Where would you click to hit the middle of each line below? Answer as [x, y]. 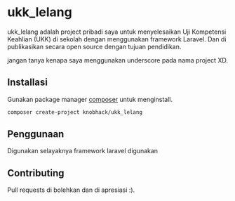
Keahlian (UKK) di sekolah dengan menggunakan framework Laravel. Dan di [117, 39]
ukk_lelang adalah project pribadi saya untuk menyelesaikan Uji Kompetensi [117, 32]
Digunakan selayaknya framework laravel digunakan [83, 151]
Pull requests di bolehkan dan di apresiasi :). [71, 190]
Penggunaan [36, 134]
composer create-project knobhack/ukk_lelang [75, 112]
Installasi [27, 83]
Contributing [36, 173]
